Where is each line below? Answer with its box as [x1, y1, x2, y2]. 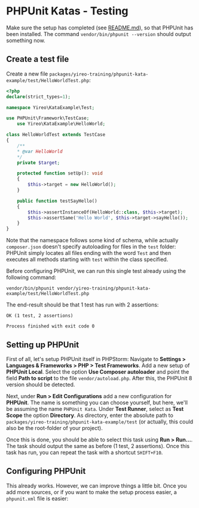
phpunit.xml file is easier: [6, 495, 69, 502]
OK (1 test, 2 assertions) [6, 313, 74, 319]
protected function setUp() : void [17, 170, 103, 176]
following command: [6, 274, 57, 281]
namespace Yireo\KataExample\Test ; [6, 104, 95, 110]
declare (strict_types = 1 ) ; [6, 94, 71, 100]
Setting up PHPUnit [6, 339, 79, 350]
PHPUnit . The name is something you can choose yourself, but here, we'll [6, 399, 188, 406]
